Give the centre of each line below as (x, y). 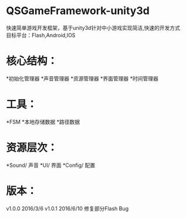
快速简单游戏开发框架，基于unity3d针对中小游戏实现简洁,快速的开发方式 (93, 28)
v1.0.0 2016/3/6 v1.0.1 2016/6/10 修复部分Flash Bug (67, 208)
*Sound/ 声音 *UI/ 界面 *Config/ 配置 (51, 165)
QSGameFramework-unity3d (78, 11)
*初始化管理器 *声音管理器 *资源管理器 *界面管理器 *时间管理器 (82, 78)
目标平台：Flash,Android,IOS (41, 35)
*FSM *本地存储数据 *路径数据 (43, 122)
